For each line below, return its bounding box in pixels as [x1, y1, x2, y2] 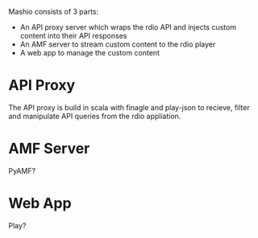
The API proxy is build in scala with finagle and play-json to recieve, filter [8, 102, 250, 112]
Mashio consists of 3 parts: [8, 7, 99, 16]
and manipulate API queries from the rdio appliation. [8, 111, 181, 121]
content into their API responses [19, 31, 127, 40]
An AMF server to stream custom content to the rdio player [19, 39, 216, 49]
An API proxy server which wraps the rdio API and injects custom [19, 23, 236, 31]
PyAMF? [8, 166, 36, 175]
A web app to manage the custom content [19, 48, 160, 57]
